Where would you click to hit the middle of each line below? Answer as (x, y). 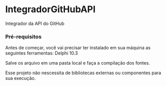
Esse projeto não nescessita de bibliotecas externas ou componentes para (83, 73)
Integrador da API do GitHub (35, 23)
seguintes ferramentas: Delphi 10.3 (42, 53)
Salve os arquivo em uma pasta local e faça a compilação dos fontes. (78, 63)
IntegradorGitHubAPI (51, 9)
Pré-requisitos (23, 37)
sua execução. (21, 78)
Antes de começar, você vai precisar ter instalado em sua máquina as (78, 48)
